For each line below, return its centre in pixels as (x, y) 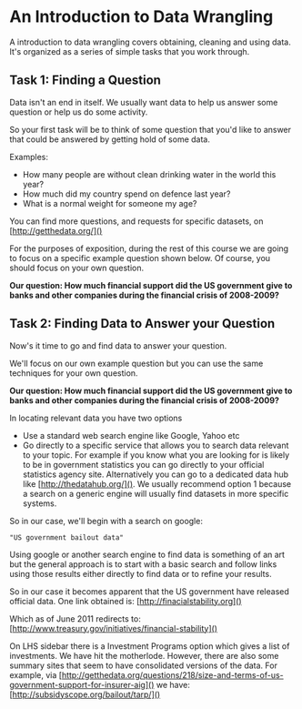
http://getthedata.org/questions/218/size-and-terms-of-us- (172, 674)
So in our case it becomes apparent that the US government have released (149, 591)
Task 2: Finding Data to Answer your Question (142, 324)
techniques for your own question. (74, 373)
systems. (40, 503)
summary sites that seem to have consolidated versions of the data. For (143, 665)
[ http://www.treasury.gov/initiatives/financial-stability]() (114, 628)
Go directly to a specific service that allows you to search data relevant (156, 445)
